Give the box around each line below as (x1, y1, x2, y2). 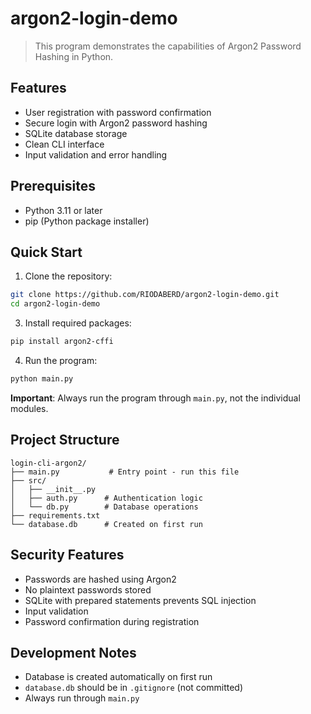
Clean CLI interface (24, 138, 105, 150)
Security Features (10, 547, 125, 564)
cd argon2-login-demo (10, 299, 101, 309)
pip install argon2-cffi (10, 337, 114, 347)
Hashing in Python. (34, 50, 114, 62)
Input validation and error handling (24, 148, 168, 161)
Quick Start (10, 243, 83, 261)
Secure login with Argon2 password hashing (24, 117, 208, 129)
